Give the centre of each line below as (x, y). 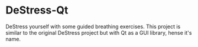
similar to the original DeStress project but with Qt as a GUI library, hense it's (99, 32)
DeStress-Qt (37, 10)
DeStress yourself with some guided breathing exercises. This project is (93, 26)
